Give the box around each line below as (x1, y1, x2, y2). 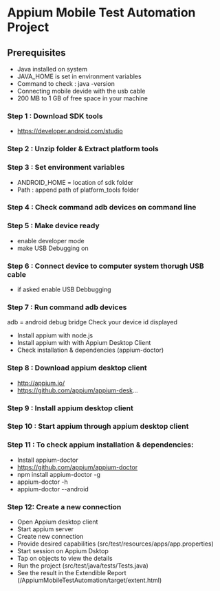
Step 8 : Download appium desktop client (7, 363, 148, 372)
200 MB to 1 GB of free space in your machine (16, 94, 148, 102)
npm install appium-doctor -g (16, 470, 101, 478)
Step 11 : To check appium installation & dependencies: (7, 440, 194, 449)
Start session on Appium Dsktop (16, 547, 109, 555)
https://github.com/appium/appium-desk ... (16, 386, 139, 394)
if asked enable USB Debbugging (16, 285, 111, 293)
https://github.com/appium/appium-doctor (16, 462, 138, 471)
